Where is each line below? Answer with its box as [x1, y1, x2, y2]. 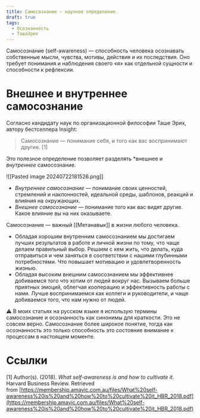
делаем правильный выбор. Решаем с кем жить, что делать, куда [14, 245, 183, 253]
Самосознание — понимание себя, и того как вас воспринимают [20, 138, 187, 145]
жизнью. [14, 264, 37, 272]
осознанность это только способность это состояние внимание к [6, 327, 174, 334]
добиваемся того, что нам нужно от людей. [14, 296, 126, 304]
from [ [6, 386, 21, 393]
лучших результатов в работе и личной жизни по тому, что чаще [14, 239, 180, 247]
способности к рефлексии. [6, 66, 74, 73]
